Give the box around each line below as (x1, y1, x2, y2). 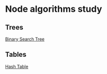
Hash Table (5, 63, 28, 70)
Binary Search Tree (5, 36, 45, 42)
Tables (5, 50, 26, 59)
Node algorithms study (5, 3, 103, 15)
